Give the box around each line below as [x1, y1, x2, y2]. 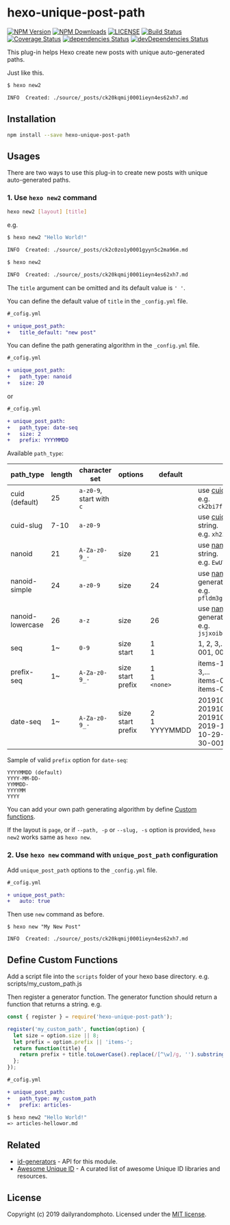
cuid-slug [10, 521, 43, 531]
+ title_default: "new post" [7, 329, 97, 336]
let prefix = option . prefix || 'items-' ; [13, 1039, 133, 1045]
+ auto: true [7, 898, 51, 905]
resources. [16, 1172, 48, 1180]
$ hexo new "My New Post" [7, 923, 81, 930]
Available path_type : [7, 449, 64, 457]
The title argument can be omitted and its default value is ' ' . [7, 283, 186, 292]
